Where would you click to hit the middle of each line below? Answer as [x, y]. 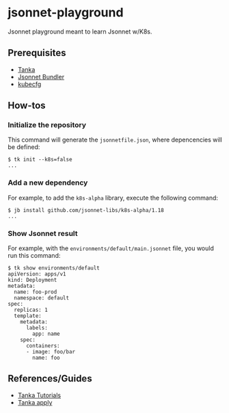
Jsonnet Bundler [41, 77]
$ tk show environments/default [54, 268]
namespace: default [42, 298]
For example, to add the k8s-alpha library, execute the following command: [113, 198]
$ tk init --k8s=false [40, 160]
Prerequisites [37, 53]
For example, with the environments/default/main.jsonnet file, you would [111, 248]
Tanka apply [35, 402]
